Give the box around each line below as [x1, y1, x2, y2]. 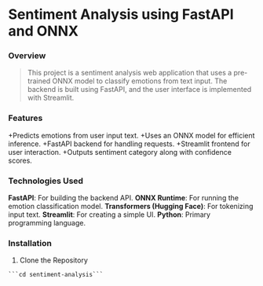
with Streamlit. [27, 93, 75, 103]
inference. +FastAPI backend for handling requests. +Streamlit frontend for [8, 139, 251, 148]
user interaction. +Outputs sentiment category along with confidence [8, 147, 232, 156]
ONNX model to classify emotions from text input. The [52, 76, 228, 86]
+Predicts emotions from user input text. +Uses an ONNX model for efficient [8, 130, 255, 140]
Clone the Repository [19, 255, 89, 265]
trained [27, 76, 51, 86]
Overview [8, 50, 46, 61]
